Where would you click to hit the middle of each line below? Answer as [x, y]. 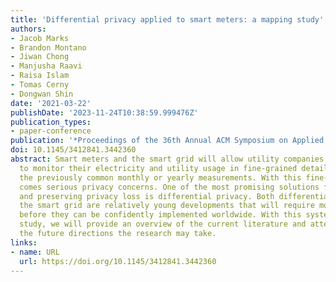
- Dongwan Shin [42, 94]
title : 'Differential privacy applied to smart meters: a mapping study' [167, 19]
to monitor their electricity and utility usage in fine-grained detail [174, 168]
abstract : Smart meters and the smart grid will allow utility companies [167, 159]
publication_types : [51, 122]
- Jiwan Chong [40, 57]
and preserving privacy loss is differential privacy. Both [147, 196]
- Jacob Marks [40, 38]
